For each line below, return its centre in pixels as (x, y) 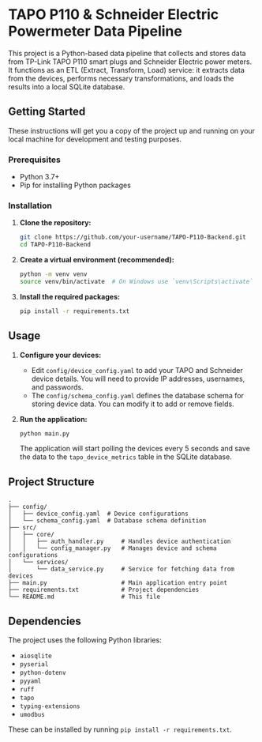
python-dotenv (43, 673)
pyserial (34, 665)
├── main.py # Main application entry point (118, 583)
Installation (30, 205)
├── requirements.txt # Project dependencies (104, 590)
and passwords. (58, 387)
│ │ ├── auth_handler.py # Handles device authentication (120, 542)
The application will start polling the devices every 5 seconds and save (135, 449)
